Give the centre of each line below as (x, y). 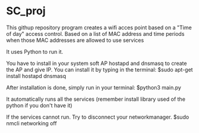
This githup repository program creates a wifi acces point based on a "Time (99, 27)
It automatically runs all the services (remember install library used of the (96, 99)
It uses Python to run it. (35, 51)
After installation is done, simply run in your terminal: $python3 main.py (94, 87)
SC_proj (26, 11)
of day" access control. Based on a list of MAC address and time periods (95, 33)
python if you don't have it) (39, 105)
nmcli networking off (32, 123)
